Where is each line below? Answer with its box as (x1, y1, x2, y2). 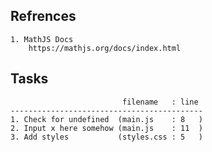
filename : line (121, 97, 199, 107)
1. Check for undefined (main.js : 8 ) (10, 114, 203, 124)
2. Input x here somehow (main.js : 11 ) (10, 123, 203, 133)
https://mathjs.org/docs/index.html (28, 43, 182, 53)
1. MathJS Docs (10, 34, 74, 44)
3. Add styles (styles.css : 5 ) (10, 132, 203, 142)
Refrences (10, 8, 77, 25)
